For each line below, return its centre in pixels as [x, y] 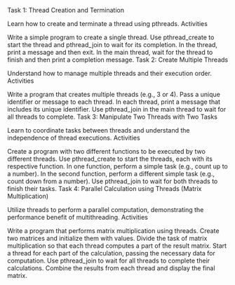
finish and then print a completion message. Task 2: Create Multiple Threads [118, 60]
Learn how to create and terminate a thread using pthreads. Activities [108, 24]
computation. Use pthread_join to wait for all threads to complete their [109, 260]
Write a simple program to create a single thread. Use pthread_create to [111, 37]
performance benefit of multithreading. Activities [78, 217]
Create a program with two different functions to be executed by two [106, 151]
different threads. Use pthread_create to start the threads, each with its [110, 159]
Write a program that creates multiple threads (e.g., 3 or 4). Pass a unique [114, 94]
